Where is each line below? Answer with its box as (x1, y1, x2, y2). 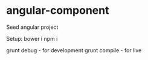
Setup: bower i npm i (6, 35, 58, 42)
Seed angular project (6, 23, 59, 31)
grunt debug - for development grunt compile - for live (6, 46, 142, 54)
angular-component (6, 4, 109, 17)
